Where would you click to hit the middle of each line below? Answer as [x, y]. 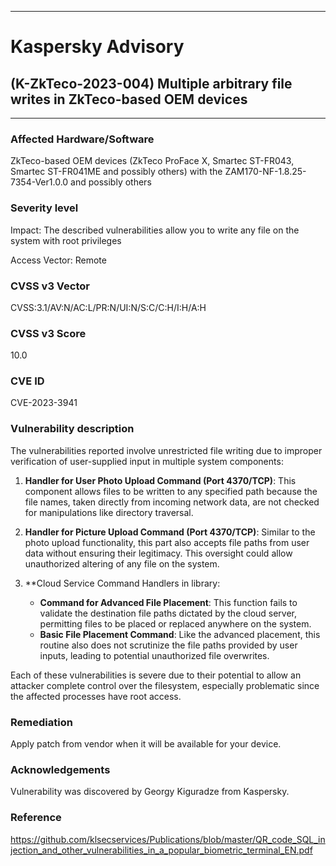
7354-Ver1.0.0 [39, 182]
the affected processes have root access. [96, 696]
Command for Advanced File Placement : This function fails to [168, 602]
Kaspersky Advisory [97, 47]
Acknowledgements [60, 769]
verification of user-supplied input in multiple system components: [147, 461]
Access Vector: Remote [58, 260]
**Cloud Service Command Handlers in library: [122, 583]
